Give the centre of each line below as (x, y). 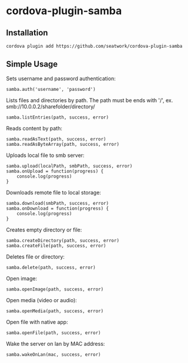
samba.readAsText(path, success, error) (56, 139)
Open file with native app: (37, 322)
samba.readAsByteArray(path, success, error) (63, 144)
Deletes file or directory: (35, 256)
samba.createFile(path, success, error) (56, 246)
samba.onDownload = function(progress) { (58, 208)
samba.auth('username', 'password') (51, 89)
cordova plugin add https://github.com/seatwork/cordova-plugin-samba (94, 46)
